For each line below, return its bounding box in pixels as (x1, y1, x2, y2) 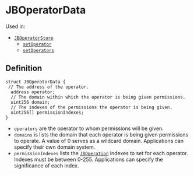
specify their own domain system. (13, 143, 96, 150)
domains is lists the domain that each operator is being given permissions (13, 131, 189, 138)
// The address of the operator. (8, 84, 90, 90)
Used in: (5, 23, 26, 30)
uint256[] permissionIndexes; (10, 109, 84, 116)
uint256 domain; (10, 99, 50, 105)
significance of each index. (13, 162, 79, 169)
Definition (5, 64, 42, 73)
